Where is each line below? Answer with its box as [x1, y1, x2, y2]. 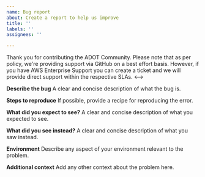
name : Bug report [6, 9, 51, 15]
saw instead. [6, 134, 39, 141]
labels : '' [6, 26, 34, 32]
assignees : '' [6, 32, 43, 38]
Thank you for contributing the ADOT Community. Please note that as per [6, 54, 192, 61]
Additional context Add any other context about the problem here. [6, 164, 174, 171]
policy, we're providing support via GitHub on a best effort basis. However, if [6, 60, 199, 68]
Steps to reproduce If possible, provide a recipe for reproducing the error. [6, 97, 193, 104]
